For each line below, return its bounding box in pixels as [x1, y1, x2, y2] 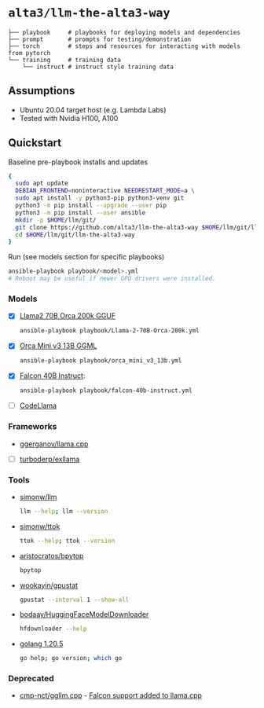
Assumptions [8, 84, 75, 97]
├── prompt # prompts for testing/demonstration [8, 35, 192, 43]
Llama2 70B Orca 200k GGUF [19, 311, 116, 321]
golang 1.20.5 [19, 639, 64, 649]
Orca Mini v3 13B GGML [19, 341, 97, 350]
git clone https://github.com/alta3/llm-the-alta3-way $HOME [15, 223, 220, 231]
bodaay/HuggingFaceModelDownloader [19, 610, 149, 619]
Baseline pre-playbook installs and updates [8, 157, 148, 167]
